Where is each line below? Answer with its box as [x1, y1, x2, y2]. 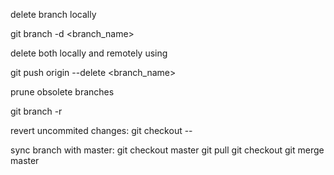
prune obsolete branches [10, 86, 115, 98]
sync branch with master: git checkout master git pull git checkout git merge [10, 144, 325, 156]
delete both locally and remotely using [10, 47, 168, 59]
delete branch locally [10, 9, 97, 20]
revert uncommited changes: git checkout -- [10, 125, 193, 136]
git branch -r [10, 105, 63, 117]
